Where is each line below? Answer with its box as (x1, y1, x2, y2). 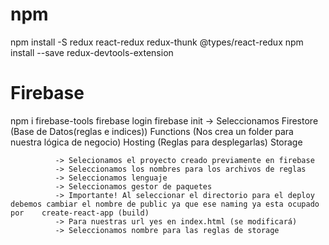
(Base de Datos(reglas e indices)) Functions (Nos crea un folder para (10, 125, 294, 137)
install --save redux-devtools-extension (10, 46, 174, 58)
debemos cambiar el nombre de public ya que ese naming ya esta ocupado (10, 199, 320, 209)
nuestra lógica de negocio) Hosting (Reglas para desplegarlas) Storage (10, 136, 303, 148)
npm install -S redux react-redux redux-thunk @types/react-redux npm (10, 36, 304, 48)
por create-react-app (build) (10, 208, 150, 218)
